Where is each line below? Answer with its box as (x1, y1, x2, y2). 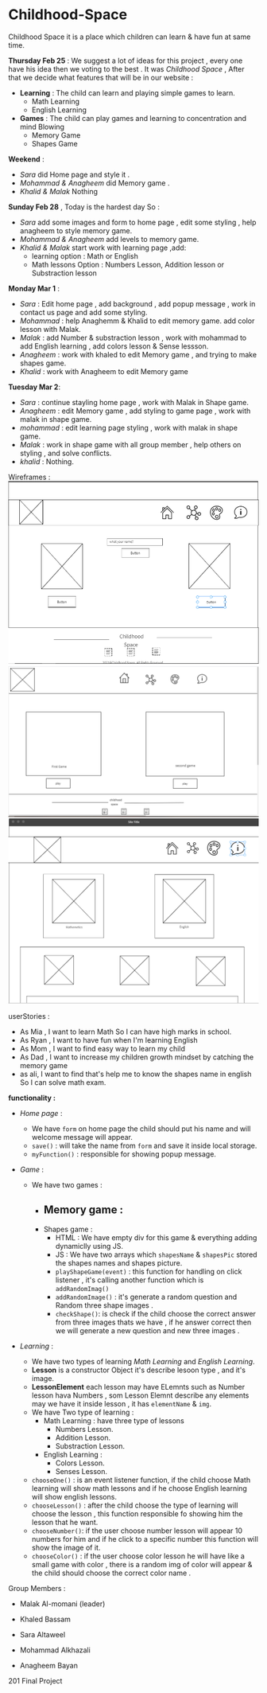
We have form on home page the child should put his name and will (31, 1124, 251, 1133)
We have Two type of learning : (31, 1407, 134, 1417)
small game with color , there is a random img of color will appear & (31, 1559, 253, 1569)
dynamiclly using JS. (55, 1241, 123, 1250)
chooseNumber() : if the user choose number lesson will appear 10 (31, 1526, 243, 1535)
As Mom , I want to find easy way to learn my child (19, 1043, 185, 1053)
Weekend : (8, 154, 45, 164)
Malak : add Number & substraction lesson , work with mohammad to (19, 333, 247, 342)
